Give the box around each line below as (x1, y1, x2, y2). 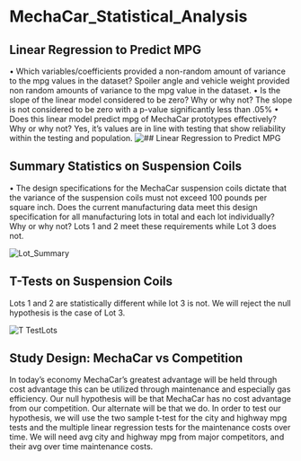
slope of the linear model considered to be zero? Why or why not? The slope (9, 94, 293, 105)
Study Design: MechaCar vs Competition (9, 350, 243, 366)
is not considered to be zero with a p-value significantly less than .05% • (9, 104, 279, 114)
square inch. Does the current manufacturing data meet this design (9, 201, 258, 212)
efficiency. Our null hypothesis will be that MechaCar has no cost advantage (9, 394, 292, 404)
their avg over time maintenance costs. (9, 441, 154, 452)
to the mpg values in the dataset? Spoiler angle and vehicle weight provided (9, 75, 290, 86)
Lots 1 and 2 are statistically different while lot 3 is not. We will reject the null (9, 297, 291, 308)
